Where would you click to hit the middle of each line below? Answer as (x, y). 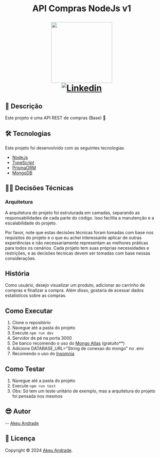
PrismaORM (24, 167)
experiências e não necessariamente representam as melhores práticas (77, 243)
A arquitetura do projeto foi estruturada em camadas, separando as (72, 213)
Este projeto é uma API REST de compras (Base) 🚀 (55, 118)
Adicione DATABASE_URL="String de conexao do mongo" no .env (78, 348)
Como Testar (25, 369)
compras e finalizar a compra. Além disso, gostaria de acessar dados (74, 291)
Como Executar (29, 311)
